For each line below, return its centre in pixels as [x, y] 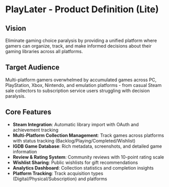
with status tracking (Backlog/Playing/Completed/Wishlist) [74, 141]
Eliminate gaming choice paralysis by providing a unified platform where [81, 40]
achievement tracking [35, 130]
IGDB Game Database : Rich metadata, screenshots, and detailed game [87, 146]
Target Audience [32, 67]
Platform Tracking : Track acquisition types [58, 173]
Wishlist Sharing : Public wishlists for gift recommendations [75, 162]
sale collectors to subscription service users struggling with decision [78, 90]
